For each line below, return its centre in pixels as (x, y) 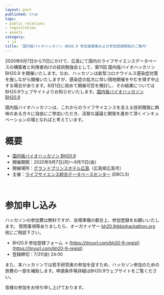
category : (15, 37)
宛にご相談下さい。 (24, 232)
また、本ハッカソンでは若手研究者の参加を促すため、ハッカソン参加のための (82, 265)
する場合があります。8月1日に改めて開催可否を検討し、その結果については (80, 85)
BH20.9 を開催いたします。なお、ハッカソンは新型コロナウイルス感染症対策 (82, 73)
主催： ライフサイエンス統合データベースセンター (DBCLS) (71, 174)
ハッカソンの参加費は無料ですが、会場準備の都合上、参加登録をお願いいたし (82, 220)
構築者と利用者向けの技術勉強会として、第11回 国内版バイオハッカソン (84, 67)
